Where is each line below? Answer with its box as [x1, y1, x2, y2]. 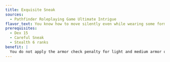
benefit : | [5, 44, 28, 49]
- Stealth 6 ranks [10, 40, 49, 45]
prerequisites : [5, 26, 37, 31]
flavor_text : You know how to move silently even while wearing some [5, 21, 155, 26]
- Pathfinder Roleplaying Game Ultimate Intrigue [10, 16, 116, 21]
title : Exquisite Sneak [5, 7, 56, 12]
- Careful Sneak [10, 35, 44, 40]
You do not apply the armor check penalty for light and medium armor [10, 49, 162, 54]
